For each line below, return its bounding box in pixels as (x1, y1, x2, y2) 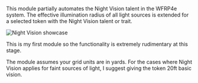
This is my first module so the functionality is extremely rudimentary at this (6, 41, 188, 47)
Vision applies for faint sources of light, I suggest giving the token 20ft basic (6, 65, 192, 72)
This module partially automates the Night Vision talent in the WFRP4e (6, 5, 177, 12)
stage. (6, 47, 22, 54)
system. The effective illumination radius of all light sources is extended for (6, 11, 189, 18)
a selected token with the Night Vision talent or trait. (6, 18, 133, 24)
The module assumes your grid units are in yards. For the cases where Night (6, 59, 192, 65)
